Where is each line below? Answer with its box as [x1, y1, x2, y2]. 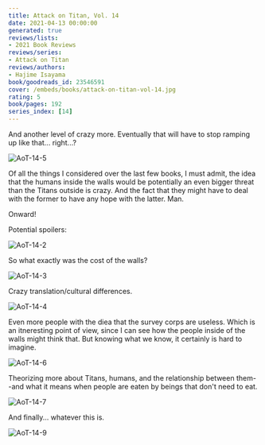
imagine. [8, 342, 37, 352]
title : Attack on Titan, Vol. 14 [8, 11, 119, 20]
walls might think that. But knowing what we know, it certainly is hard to [8, 335, 243, 343]
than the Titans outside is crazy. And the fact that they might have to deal [8, 186, 248, 195]
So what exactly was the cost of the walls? [8, 256, 148, 265]
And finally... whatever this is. [8, 412, 105, 422]
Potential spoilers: [8, 225, 68, 234]
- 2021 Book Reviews [8, 41, 77, 49]
